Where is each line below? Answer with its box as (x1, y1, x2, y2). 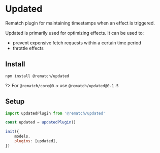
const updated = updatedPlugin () (5, 120, 76, 125)
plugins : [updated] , (14, 139, 58, 144)
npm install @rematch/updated (5, 73, 70, 79)
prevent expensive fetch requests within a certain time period (12, 39, 141, 46)
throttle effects (12, 45, 44, 51)
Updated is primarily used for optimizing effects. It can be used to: (5, 30, 144, 36)
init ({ (5, 129, 19, 134)
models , (14, 134, 30, 139)
